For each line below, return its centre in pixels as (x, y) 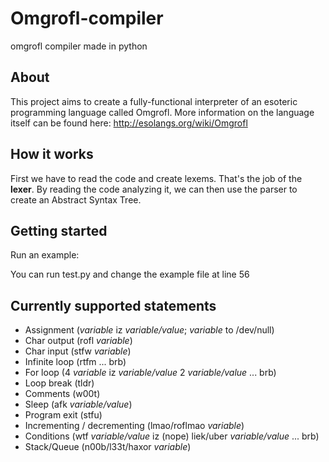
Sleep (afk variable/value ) (78, 404)
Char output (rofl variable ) (78, 341)
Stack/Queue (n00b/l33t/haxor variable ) (108, 447)
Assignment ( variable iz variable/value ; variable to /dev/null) (149, 330)
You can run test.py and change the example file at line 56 (130, 274)
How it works (52, 154)
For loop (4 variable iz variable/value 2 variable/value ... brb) (150, 373)
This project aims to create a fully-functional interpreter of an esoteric (154, 101)
